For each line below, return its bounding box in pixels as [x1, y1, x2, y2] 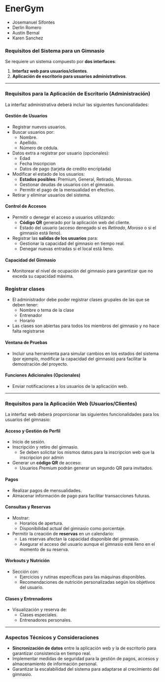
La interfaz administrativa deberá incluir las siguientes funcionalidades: [5, 102, 149, 108]
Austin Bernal [12, 30, 40, 36]
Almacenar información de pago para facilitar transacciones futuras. [12, 493, 151, 498]
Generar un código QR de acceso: [12, 460, 82, 466]
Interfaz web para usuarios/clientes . [12, 68, 88, 74]
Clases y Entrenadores [5, 596, 53, 602]
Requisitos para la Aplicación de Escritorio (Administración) [5, 90, 151, 97]
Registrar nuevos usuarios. [12, 124, 67, 130]
